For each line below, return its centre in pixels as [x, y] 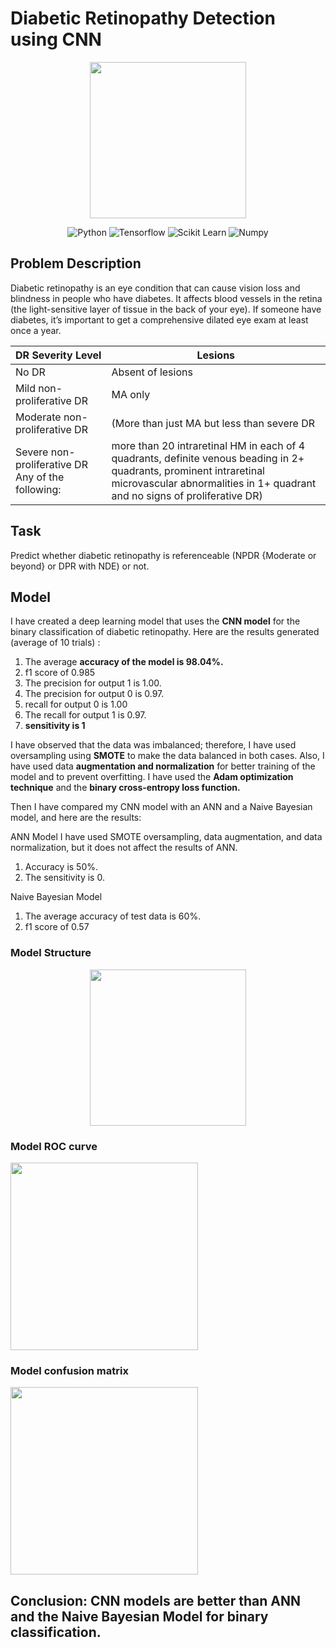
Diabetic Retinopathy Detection [143, 18]
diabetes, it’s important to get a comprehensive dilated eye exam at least [159, 319]
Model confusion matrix [69, 1370]
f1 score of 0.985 [60, 673]
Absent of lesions [152, 372]
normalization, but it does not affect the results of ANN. [124, 848]
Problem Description [76, 263]
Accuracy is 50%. [61, 867]
